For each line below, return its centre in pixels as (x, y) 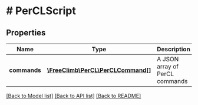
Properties (26, 33)
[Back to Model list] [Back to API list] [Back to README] (74, 96)
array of (168, 66)
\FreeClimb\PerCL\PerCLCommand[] (99, 70)
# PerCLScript (41, 11)
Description (174, 49)
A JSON (168, 59)
